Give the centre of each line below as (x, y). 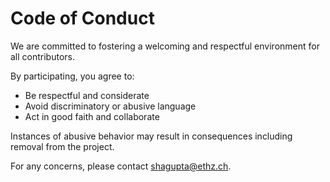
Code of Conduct (82, 18)
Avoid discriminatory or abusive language (110, 106)
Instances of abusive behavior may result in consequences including (151, 136)
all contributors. (43, 56)
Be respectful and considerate (87, 95)
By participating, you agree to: (72, 76)
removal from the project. (62, 146)
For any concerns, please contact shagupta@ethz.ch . (121, 166)
